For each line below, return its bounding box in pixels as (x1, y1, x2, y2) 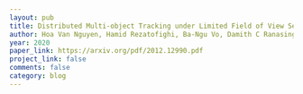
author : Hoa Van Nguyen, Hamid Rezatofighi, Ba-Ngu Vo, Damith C (9, 30, 260, 38)
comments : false (9, 64, 70, 73)
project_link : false (9, 55, 87, 64)
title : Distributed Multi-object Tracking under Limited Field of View (9, 21, 284, 30)
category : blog (9, 72, 67, 81)
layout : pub (9, 13, 54, 22)
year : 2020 (9, 38, 50, 47)
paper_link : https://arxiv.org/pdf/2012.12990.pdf (9, 47, 204, 56)
